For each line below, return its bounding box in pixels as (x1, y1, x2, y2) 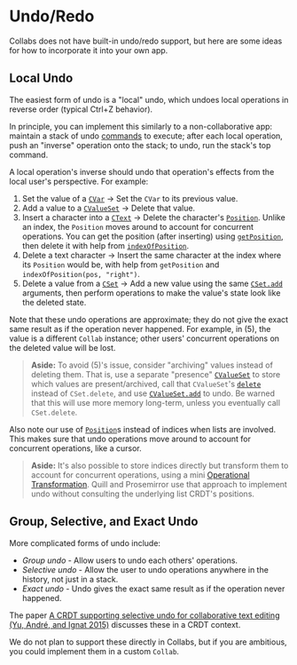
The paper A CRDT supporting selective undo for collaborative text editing (9, 610, 280, 621)
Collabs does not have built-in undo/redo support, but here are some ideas (9, 36, 283, 46)
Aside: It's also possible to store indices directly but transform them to (30, 460, 289, 471)
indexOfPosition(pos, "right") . (21, 268, 140, 279)
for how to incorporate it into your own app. (9, 44, 168, 55)
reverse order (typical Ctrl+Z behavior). (9, 104, 153, 115)
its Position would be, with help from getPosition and (21, 259, 220, 270)
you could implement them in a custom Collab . (9, 645, 180, 656)
